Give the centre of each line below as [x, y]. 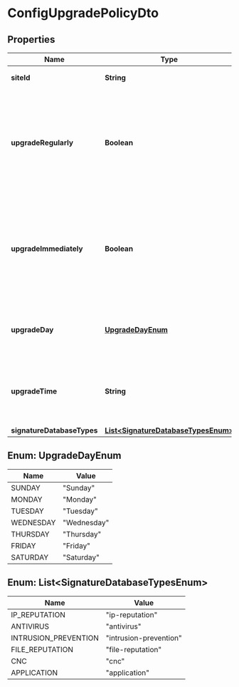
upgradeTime [34, 391]
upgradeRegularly [42, 143]
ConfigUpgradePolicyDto [83, 13]
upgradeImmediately [47, 249]
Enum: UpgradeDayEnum [64, 456]
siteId [21, 78]
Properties [31, 40]
